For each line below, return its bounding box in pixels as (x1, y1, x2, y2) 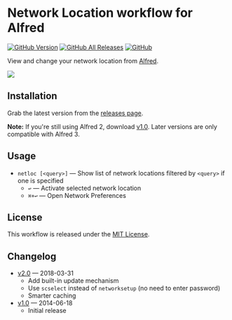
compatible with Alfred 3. (7, 130, 81, 138)
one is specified (17, 176, 64, 185)
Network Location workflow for (7, 5, 193, 21)
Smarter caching (27, 291, 76, 300)
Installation (7, 90, 57, 102)
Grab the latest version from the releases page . (7, 109, 144, 117)
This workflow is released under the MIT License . (7, 230, 150, 239)
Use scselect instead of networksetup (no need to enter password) (27, 284, 221, 293)
